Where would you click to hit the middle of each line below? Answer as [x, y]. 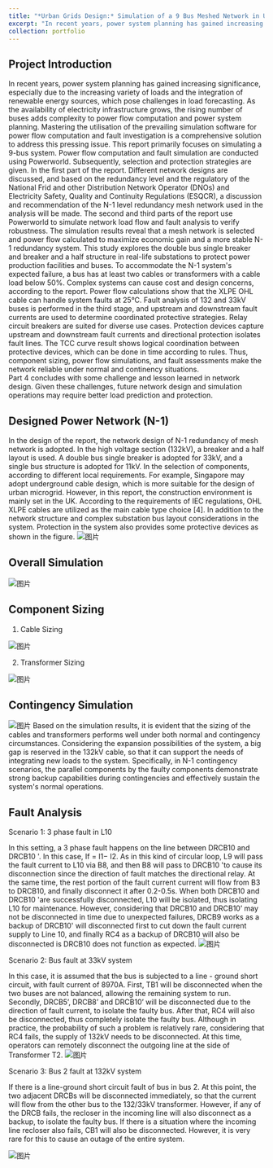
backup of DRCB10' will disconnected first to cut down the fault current [128, 926]
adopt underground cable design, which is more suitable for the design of [132, 484]
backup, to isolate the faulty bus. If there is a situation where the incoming [132, 1122]
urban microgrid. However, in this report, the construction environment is [130, 492]
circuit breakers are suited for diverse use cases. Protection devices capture [136, 326]
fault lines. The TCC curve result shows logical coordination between [124, 344]
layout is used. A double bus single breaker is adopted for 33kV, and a [126, 458]
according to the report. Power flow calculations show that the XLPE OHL [131, 292]
